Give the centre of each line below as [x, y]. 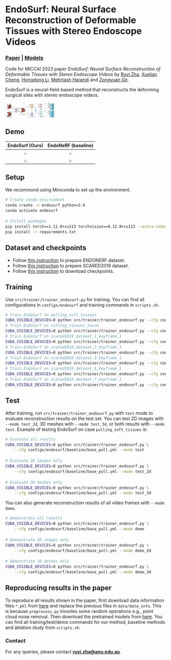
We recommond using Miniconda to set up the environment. [68, 189]
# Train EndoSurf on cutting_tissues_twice [52, 326]
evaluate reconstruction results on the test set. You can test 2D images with [84, 418]
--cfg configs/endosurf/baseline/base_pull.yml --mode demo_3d [83, 572]
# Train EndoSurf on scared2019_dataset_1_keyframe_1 [64, 336]
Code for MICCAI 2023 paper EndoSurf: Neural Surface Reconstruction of [83, 69]
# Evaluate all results [31, 439]
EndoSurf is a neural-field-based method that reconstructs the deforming [82, 90]
